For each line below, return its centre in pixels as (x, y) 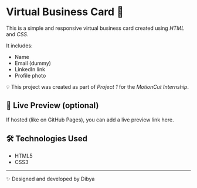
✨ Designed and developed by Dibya (50, 179)
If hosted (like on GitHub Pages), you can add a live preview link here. (90, 120)
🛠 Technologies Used (47, 139)
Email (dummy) (33, 63)
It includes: (19, 46)
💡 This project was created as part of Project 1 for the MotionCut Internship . (98, 86)
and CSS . (17, 34)
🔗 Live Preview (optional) (52, 105)
